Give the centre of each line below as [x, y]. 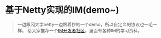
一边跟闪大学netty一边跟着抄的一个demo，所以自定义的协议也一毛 [85, 24]
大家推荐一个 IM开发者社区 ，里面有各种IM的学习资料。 [87, 30]
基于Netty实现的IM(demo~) [62, 10]
